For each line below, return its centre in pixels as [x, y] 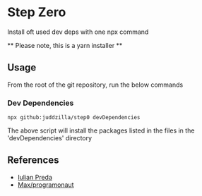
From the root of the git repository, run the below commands [95, 85]
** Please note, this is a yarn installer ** [65, 45]
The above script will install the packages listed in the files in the [101, 130]
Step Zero [37, 12]
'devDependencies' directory [50, 138]
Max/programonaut [46, 185]
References [33, 160]
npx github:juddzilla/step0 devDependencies [74, 118]
